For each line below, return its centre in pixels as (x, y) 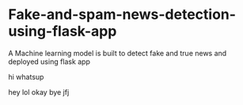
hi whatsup (26, 77)
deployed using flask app (49, 62)
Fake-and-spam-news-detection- (122, 15)
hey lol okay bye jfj (39, 92)
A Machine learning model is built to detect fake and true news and (118, 53)
